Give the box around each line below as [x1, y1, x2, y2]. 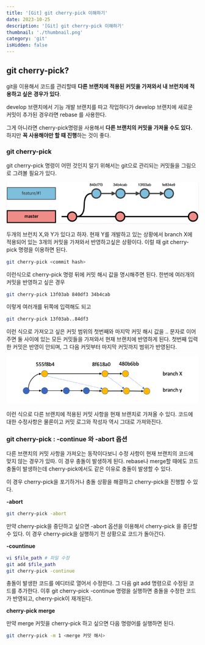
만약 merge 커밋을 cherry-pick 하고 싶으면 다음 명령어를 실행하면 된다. [6, 620, 175, 627]
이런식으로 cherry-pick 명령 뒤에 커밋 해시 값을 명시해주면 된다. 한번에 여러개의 [6, 270, 195, 278]
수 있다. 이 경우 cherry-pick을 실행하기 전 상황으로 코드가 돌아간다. [6, 530, 166, 537]
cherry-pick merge [6, 607, 56, 614]
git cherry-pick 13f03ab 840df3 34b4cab [6, 291, 111, 297]
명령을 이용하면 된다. [18, 245, 68, 253]
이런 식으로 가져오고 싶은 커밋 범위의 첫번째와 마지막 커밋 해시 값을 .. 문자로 [6, 328, 185, 335]
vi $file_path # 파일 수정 [6, 554, 70, 561]
